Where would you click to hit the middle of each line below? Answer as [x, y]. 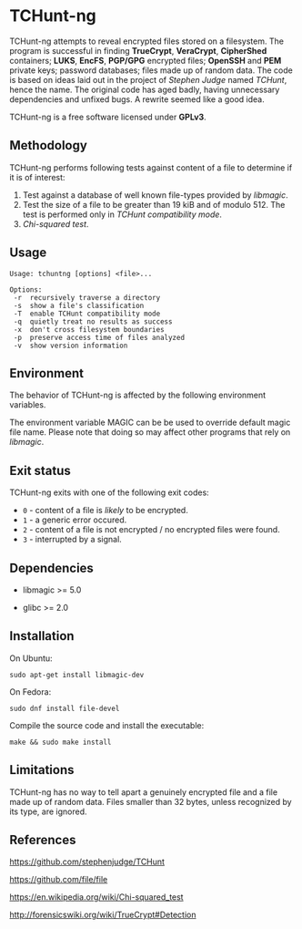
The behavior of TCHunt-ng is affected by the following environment [138, 395]
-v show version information [70, 346]
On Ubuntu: [31, 658]
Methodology [49, 145]
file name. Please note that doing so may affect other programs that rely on [150, 432]
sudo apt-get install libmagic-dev [77, 675]
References [43, 840]
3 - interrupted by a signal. [72, 540]
